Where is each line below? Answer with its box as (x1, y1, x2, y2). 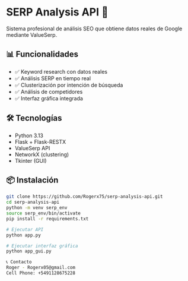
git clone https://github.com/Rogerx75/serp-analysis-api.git (6, 194, 163, 200)
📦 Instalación (6, 175, 59, 185)
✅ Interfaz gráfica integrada (14, 94, 83, 102)
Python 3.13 (14, 132, 43, 139)
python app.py (6, 232, 42, 238)
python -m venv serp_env (6, 205, 68, 211)
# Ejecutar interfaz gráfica (6, 243, 78, 249)
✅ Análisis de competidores (14, 88, 83, 95)
